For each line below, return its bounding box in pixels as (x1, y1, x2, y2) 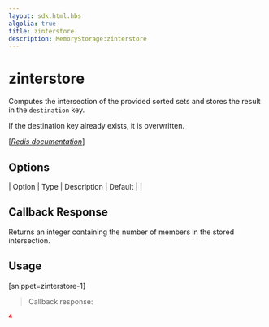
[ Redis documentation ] (8, 137, 85, 146)
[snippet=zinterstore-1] (8, 281, 86, 290)
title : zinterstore (8, 27, 75, 35)
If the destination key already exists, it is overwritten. (8, 121, 185, 131)
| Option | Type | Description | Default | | (8, 182, 143, 191)
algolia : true (8, 20, 57, 28)
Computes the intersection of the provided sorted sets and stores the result (8, 97, 262, 107)
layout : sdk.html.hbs (8, 11, 82, 20)
